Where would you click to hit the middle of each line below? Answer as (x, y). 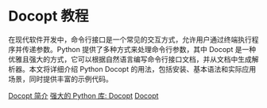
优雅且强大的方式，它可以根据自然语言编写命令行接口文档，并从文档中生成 (130, 59)
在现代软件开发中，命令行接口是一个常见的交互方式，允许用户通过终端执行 (130, 39)
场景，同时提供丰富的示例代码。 (60, 79)
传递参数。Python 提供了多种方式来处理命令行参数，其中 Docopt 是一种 (139, 49)
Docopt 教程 (48, 16)
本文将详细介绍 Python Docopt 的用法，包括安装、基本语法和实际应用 (143, 69)
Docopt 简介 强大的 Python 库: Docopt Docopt (83, 95)
